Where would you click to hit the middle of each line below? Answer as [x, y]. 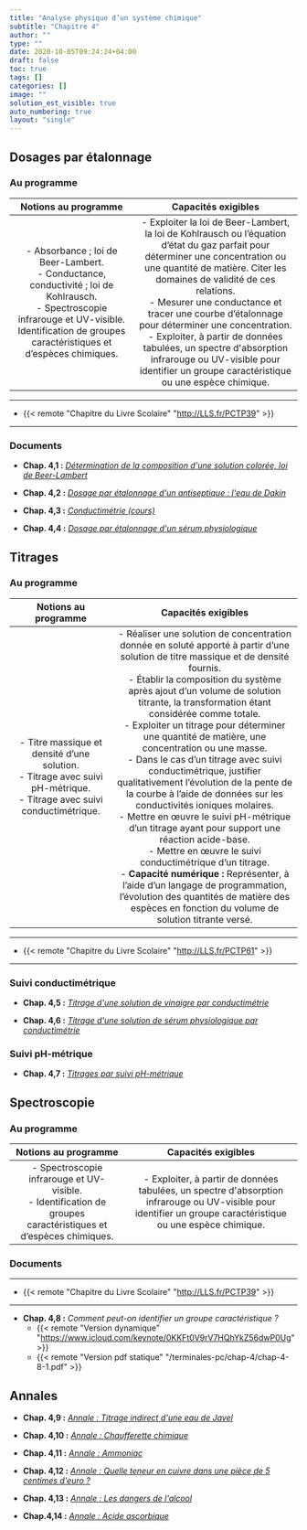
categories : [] [38, 86]
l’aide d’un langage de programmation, [205, 885]
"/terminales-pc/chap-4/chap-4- [227, 1357]
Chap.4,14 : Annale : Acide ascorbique [95, 1516]
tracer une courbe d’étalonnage [215, 314]
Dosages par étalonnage [81, 157]
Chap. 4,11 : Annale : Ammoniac [83, 1453]
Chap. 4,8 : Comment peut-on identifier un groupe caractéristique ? [150, 1319]
